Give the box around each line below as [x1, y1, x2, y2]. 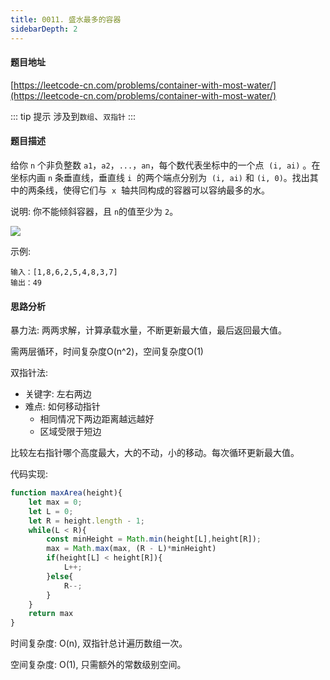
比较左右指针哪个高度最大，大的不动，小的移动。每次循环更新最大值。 [10, 447, 300, 459]
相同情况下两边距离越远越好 [39, 413, 155, 425]
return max [28, 609, 74, 619]
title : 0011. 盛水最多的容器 [10, 14, 122, 25]
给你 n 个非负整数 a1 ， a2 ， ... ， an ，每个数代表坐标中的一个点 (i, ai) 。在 [10, 159, 321, 171]
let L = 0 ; [28, 506, 74, 516]
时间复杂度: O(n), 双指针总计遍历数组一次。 [10, 637, 188, 650]
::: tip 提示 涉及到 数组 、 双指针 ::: [10, 110, 136, 122]
